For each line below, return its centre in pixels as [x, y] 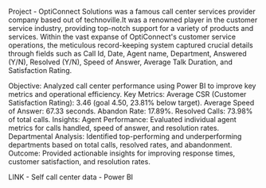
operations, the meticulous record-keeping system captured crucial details [131, 45]
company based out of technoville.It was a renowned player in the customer [133, 20]
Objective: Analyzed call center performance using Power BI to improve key [132, 86]
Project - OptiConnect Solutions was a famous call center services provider [132, 12]
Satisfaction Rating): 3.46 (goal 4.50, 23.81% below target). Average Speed [131, 103]
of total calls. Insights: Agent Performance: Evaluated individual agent [122, 119]
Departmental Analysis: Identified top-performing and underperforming [125, 136]
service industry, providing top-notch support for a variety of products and [131, 28]
